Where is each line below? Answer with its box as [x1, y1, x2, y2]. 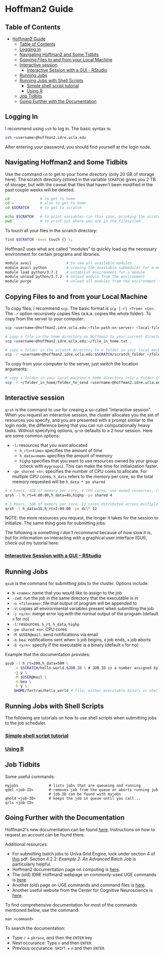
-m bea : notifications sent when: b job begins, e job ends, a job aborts [12, 637, 151, 643]
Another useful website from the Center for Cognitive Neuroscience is [12, 887, 153, 893]
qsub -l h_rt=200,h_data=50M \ [5, 661, 69, 666]
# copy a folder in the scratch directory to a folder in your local [5, 347, 150, 352]
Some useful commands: [5, 773, 55, 780]
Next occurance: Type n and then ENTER [12, 940, 92, 946]
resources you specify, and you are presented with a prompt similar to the [5, 417, 154, 423]
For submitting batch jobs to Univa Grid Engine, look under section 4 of [12, 851, 155, 857]
